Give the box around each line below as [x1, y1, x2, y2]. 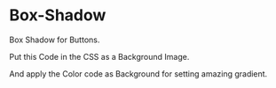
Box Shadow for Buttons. [9, 34, 100, 45]
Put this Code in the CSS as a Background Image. [9, 51, 190, 62]
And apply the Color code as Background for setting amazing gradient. [9, 68, 268, 79]
